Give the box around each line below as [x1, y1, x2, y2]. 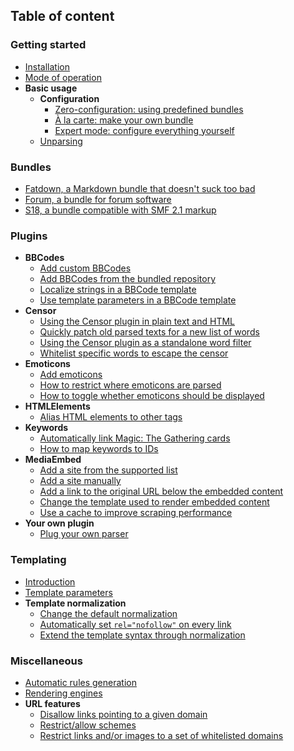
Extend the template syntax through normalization [39, 629, 246, 641]
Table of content [10, 8, 115, 25]
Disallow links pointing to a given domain [39, 708, 208, 720]
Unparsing [39, 135, 83, 147]
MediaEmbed [24, 454, 82, 466]
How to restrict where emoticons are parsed [39, 379, 222, 391]
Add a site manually [39, 475, 122, 487]
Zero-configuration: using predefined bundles [54, 103, 244, 115]
